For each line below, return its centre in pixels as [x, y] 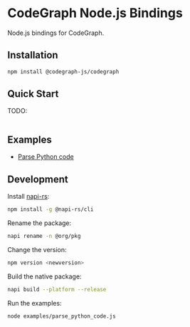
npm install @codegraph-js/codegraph [63, 72]
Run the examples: [35, 303]
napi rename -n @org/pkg [44, 236]
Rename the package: [39, 223]
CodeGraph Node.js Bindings [95, 13]
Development [38, 179]
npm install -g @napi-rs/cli [51, 209]
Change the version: [37, 249]
